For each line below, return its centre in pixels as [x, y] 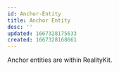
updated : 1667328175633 [42, 33]
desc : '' [20, 27]
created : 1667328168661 [42, 40]
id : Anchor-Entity [34, 14]
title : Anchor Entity [39, 20]
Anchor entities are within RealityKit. [60, 60]
